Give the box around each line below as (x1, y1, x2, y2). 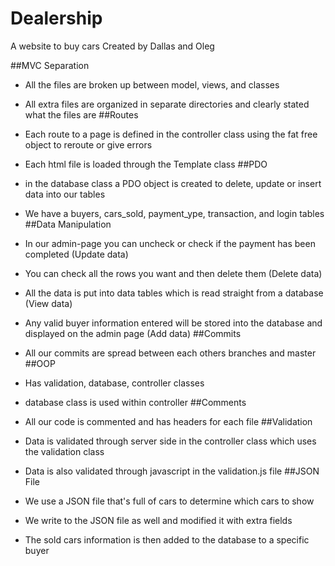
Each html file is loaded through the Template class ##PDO (24, 158, 268, 170)
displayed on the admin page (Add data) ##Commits (24, 327, 242, 339)
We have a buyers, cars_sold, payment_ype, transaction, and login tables (24, 207, 325, 219)
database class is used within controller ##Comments (24, 396, 247, 408)
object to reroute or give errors (24, 138, 153, 151)
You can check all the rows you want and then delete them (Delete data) (24, 267, 323, 279)
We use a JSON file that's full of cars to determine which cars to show (24, 495, 315, 507)
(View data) (24, 297, 73, 309)
